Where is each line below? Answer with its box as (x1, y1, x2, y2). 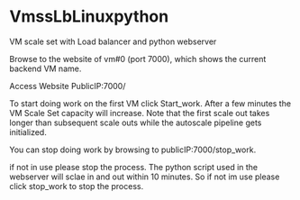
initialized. (9, 126, 47, 137)
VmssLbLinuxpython (9, 6, 169, 27)
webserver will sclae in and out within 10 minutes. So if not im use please (9, 171, 280, 182)
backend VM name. (9, 63, 82, 74)
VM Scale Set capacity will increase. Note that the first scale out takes (9, 107, 270, 118)
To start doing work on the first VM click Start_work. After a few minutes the (9, 97, 291, 109)
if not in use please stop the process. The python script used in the (9, 161, 259, 172)
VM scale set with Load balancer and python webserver (9, 36, 217, 47)
